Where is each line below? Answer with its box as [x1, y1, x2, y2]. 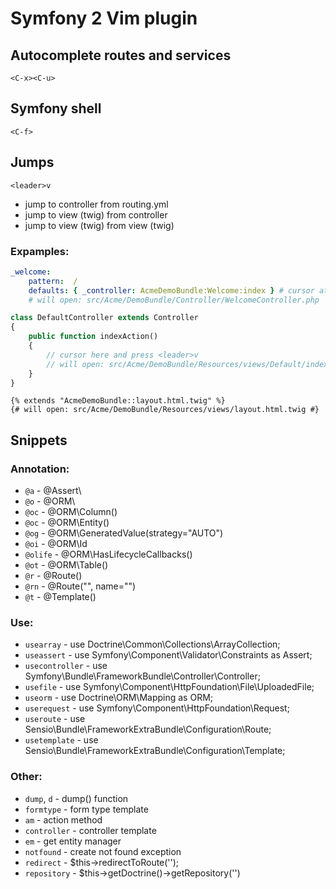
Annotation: [10, 462, 70, 476]
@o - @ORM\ [24, 495, 76, 507]
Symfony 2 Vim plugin [10, 7, 198, 30]
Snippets [10, 432, 68, 449]
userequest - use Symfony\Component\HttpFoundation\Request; [24, 702, 290, 714]
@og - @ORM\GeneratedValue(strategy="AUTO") [24, 527, 224, 539]
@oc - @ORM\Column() [24, 506, 118, 518]
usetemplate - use [24, 734, 99, 746]
